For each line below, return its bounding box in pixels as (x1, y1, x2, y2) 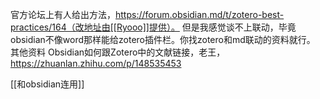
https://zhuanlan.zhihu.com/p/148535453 (10, 58, 182, 69)
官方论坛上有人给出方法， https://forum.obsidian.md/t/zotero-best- (10, 9, 285, 20)
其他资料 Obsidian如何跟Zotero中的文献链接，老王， (10, 46, 226, 58)
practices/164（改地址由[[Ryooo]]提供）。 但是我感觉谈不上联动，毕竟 (10, 21, 297, 33)
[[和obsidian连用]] (10, 78, 85, 90)
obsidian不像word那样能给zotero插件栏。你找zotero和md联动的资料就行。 (10, 34, 316, 45)
